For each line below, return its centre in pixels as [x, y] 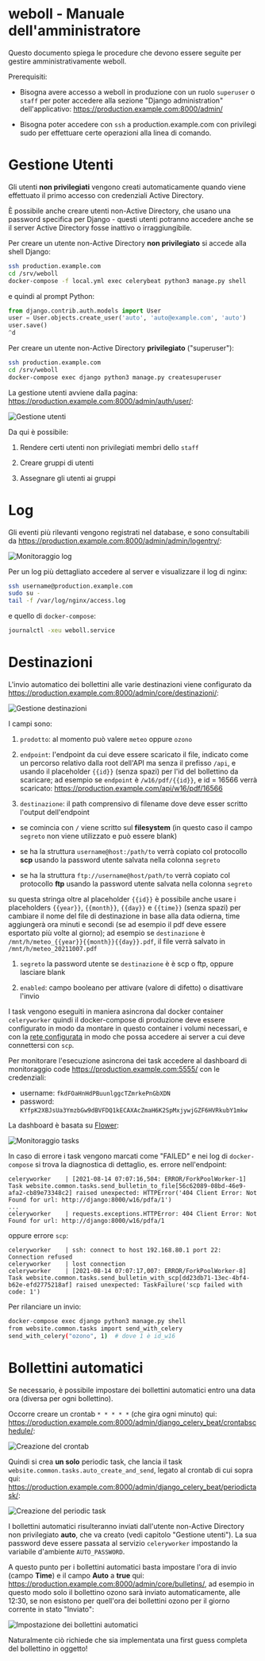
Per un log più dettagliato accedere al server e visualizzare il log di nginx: [128, 571]
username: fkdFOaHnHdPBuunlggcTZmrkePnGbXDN [95, 1093]
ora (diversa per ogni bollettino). [61, 1398]
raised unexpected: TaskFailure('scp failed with [159, 1285]
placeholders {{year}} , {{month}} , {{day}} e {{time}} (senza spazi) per [125, 908]
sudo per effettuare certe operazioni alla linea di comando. [115, 133]
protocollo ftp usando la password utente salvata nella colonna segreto [136, 884]
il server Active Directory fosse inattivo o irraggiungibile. [100, 227]
